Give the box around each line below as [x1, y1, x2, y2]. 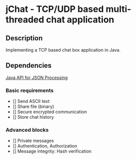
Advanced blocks [5, 127, 49, 134]
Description [5, 34, 43, 42]
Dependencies [5, 61, 52, 70]
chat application [46, 14, 115, 25]
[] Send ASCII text [12, 98, 50, 104]
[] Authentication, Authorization [12, 143, 77, 149]
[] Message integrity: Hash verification [12, 148, 92, 155]
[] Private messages [12, 138, 54, 144]
